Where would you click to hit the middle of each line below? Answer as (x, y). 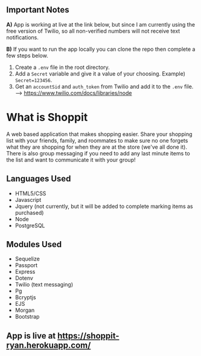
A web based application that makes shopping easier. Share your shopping (99, 134)
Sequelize (27, 259)
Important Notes (38, 10)
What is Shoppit (47, 117)
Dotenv (24, 278)
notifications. (23, 37)
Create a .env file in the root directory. (62, 67)
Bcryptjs (25, 297)
